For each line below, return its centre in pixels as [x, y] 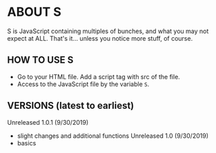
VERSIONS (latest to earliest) [71, 106]
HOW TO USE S [40, 60]
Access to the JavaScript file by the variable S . [83, 84]
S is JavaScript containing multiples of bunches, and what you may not [108, 31]
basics [27, 143]
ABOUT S [35, 12]
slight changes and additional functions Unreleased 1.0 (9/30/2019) [113, 136]
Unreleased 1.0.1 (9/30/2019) [48, 122]
